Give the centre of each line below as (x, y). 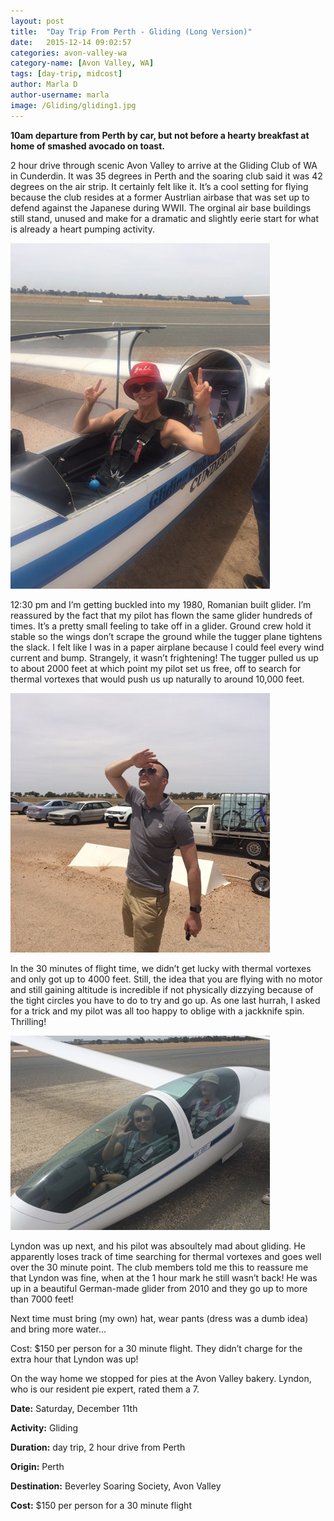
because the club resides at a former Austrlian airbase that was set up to (160, 197)
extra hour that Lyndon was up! (74, 1359)
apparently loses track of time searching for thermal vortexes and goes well (166, 1256)
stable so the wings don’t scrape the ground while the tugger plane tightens (166, 636)
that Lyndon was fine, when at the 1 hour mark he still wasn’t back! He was (164, 1277)
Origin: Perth (37, 1466)
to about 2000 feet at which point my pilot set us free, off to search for (156, 668)
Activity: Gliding (44, 1427)
